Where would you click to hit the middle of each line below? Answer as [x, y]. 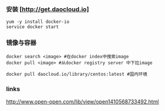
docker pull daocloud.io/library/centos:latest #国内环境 [77, 74]
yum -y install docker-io [38, 22]
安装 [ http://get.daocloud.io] [48, 9]
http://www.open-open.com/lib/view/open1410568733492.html [82, 102]
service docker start [33, 27]
